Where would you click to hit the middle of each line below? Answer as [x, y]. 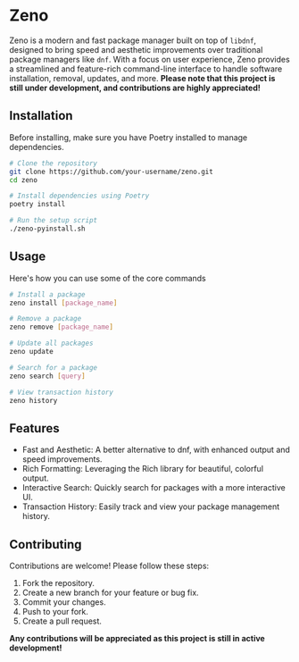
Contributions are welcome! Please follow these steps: [109, 566]
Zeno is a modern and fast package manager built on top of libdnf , [133, 40]
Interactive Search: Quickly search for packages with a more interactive [154, 488]
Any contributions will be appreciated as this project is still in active [137, 639]
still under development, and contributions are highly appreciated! [135, 88]
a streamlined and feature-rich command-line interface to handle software [146, 69]
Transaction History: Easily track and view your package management [151, 507]
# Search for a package [54, 367]
